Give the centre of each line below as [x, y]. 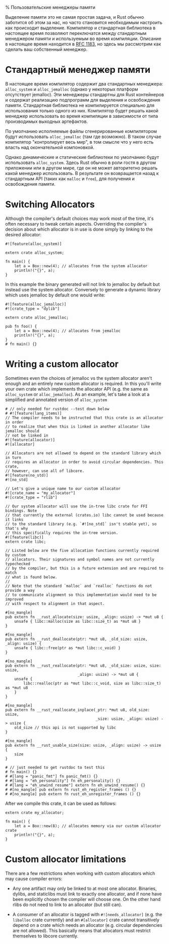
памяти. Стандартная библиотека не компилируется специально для [80, 105]
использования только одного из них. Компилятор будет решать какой [82, 110]
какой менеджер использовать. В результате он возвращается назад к [82, 173]
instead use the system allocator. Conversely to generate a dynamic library [83, 289]
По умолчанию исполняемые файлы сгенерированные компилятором [81, 131]
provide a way [20, 590]
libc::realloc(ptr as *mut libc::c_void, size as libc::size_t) [92, 683]
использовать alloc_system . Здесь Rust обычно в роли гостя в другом [81, 162]
